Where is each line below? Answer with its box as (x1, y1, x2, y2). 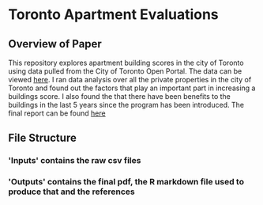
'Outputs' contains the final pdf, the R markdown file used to (8, 177, 245, 188)
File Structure (8, 131, 77, 145)
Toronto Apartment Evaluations (8, 6, 219, 24)
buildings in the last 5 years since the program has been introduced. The (8, 101, 245, 109)
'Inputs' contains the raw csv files (8, 155, 141, 166)
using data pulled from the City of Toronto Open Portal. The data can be (8, 66, 242, 76)
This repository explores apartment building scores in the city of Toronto (8, 58, 244, 67)
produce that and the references (8, 186, 136, 197)
